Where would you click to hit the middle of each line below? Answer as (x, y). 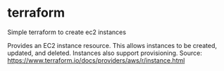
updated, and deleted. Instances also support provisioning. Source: (105, 53)
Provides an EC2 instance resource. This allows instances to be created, (112, 45)
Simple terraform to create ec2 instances (67, 32)
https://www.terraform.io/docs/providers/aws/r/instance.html (96, 60)
